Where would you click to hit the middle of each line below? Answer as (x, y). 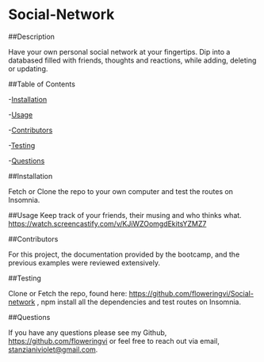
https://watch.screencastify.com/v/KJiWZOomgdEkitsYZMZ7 (107, 223)
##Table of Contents (42, 84)
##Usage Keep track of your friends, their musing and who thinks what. (125, 215)
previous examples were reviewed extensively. (84, 262)
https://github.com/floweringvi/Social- (191, 293)
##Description (32, 36)
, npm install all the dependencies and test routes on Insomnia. (139, 302)
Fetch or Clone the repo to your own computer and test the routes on (121, 191)
